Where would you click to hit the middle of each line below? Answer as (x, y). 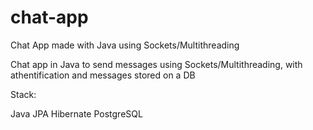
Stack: (23, 94)
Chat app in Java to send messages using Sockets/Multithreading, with (156, 64)
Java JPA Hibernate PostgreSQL (76, 113)
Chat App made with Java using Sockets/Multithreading (125, 45)
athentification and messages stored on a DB (103, 75)
